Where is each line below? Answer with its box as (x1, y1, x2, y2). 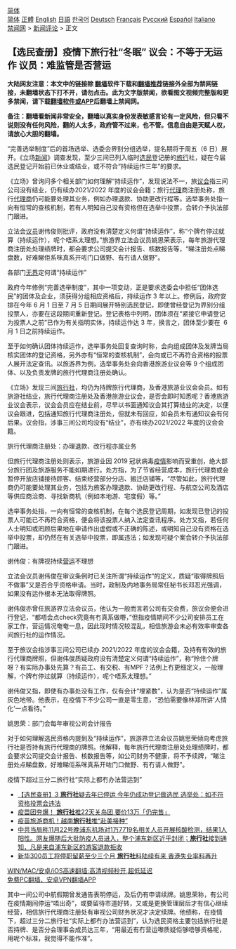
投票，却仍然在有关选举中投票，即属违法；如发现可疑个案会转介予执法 (19, 533, 223, 541)
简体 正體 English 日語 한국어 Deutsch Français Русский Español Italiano (7, 15, 216, 23)
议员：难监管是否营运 (18, 60, 111, 72)
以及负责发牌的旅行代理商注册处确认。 (19, 368, 131, 376)
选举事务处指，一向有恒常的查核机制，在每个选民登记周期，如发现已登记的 (7, 507, 223, 515)
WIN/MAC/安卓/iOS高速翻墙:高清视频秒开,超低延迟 (7, 866, 153, 875)
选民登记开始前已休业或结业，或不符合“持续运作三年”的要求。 (7, 161, 185, 170)
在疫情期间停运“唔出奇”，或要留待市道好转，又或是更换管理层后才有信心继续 (7, 898, 228, 907)
